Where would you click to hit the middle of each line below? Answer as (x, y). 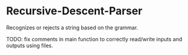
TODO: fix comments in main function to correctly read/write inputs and (94, 39)
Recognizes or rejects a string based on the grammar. (72, 27)
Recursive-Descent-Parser (74, 11)
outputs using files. (30, 45)
